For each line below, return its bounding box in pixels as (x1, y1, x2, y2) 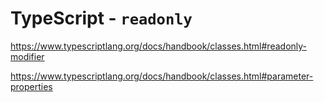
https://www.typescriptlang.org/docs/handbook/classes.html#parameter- (10, 70, 314, 82)
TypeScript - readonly (10, 7, 193, 30)
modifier (10, 50, 45, 62)
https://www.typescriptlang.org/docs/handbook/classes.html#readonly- (10, 40, 308, 52)
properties (10, 80, 53, 92)
